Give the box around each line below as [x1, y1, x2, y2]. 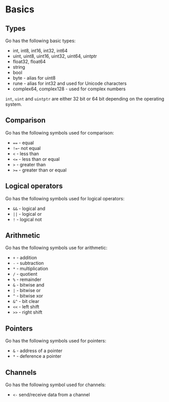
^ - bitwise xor [12, 293, 44, 299]
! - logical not [12, 216, 42, 222]
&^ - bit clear [12, 298, 39, 304]
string [12, 64, 26, 70]
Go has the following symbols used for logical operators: [5, 195, 124, 201]
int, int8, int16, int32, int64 [12, 48, 68, 53]
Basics [5, 4, 35, 15]
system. [5, 101, 22, 107]
